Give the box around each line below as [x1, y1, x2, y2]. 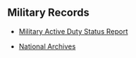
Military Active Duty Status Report [18, 26, 128, 36]
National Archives [18, 42, 76, 51]
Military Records [7, 6, 90, 19]
